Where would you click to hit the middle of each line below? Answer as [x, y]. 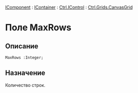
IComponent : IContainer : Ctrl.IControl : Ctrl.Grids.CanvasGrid [69, 7]
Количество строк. [25, 85]
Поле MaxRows [38, 28]
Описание [22, 46]
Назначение [25, 73]
